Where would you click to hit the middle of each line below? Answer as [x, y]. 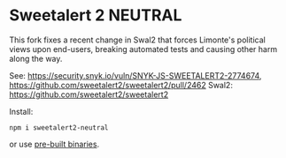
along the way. [36, 58]
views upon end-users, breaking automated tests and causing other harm [143, 49]
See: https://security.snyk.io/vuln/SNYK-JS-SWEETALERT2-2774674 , [135, 75]
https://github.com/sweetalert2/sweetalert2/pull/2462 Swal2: [121, 85]
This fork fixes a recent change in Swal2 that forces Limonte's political [137, 40]
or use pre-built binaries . [54, 144]
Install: [21, 111]
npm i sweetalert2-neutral [59, 128]
